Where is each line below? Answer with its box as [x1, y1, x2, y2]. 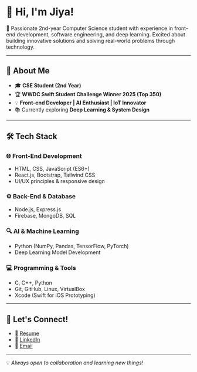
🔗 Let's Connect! [6, 314, 69, 324]
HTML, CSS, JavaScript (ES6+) [14, 165, 90, 173]
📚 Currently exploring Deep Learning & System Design [14, 106, 150, 113]
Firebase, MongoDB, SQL [14, 212, 76, 219]
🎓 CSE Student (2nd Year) [14, 82, 81, 89]
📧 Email [14, 343, 33, 350]
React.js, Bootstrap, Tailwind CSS [14, 171, 96, 178]
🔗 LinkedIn [14, 336, 40, 343]
